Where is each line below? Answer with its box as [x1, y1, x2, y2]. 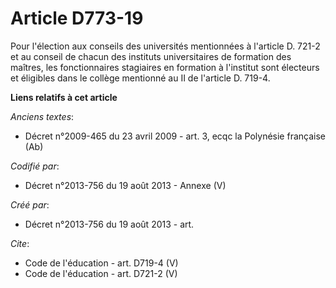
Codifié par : [10, 160, 60, 172]
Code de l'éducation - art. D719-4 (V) [24, 257, 179, 269]
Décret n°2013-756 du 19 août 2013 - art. [24, 218, 195, 230]
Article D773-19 [10, 7, 144, 30]
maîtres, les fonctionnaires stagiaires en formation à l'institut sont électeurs [10, 61, 320, 73]
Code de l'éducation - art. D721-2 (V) [24, 267, 178, 279]
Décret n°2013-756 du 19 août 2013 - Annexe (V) [24, 179, 227, 191]
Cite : [10, 237, 30, 249]
